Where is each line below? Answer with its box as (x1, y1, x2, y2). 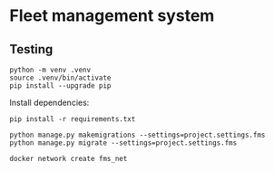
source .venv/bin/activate (9, 73, 112, 82)
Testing (9, 42, 54, 57)
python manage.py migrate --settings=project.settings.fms (9, 139, 238, 148)
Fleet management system (9, 5, 215, 26)
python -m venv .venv (9, 65, 92, 74)
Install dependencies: (9, 97, 90, 108)
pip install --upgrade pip (9, 81, 112, 91)
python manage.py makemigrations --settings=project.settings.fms (9, 130, 266, 139)
